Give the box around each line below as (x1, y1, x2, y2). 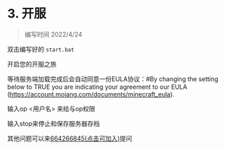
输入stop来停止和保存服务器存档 (7, 119, 100, 127)
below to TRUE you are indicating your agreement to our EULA (7, 83, 188, 91)
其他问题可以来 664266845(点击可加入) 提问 (7, 134, 132, 143)
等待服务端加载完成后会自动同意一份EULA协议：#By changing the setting (7, 74, 219, 83)
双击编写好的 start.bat (7, 45, 75, 53)
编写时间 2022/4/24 (24, 30, 83, 38)
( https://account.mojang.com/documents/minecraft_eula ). (7, 90, 175, 98)
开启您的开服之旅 (7, 59, 57, 68)
